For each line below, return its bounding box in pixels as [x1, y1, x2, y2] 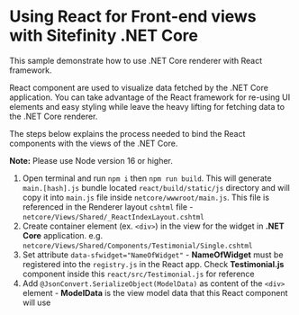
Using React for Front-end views [9, 6, 257, 27]
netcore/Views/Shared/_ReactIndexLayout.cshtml [22, 212, 204, 221]
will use [22, 297, 51, 308]
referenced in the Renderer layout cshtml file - [22, 201, 194, 212]
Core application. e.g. [22, 229, 104, 240]
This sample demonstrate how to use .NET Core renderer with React [9, 55, 263, 66]
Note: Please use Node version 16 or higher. [9, 155, 174, 166]
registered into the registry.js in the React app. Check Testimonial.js [22, 258, 285, 269]
